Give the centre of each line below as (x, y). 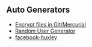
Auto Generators (38, 10)
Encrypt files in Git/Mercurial (50, 24)
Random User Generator (45, 31)
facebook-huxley (36, 37)
